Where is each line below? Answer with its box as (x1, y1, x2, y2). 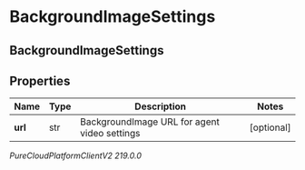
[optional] (249, 121, 291, 134)
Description (134, 100, 187, 113)
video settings (80, 127, 141, 140)
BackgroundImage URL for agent (80, 115, 220, 128)
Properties (9, 73, 71, 88)
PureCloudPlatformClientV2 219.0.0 (9, 150, 143, 161)
